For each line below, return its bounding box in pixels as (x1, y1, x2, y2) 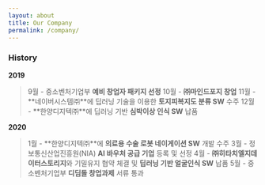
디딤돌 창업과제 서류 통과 (68, 168, 144, 178)
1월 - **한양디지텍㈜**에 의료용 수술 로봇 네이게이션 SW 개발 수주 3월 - (27, 138, 248, 148)
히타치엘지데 (218, 148, 258, 158)
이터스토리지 (27, 158, 67, 168)
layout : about (8, 11, 55, 20)
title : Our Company (8, 19, 73, 27)
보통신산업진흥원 (27, 148, 79, 158)
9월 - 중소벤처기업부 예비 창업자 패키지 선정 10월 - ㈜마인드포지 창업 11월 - (27, 86, 256, 96)
